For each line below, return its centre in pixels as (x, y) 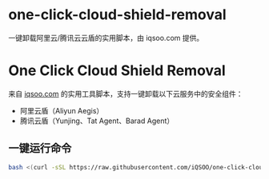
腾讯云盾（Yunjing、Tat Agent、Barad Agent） (97, 121)
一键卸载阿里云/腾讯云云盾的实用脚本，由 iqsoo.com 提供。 (106, 38)
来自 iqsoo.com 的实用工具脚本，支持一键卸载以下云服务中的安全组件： (126, 93)
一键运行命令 (40, 148)
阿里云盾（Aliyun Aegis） (62, 110)
